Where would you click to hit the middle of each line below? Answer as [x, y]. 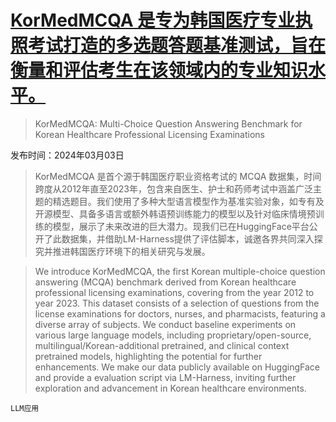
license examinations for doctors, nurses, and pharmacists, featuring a [180, 313]
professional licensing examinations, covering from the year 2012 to [174, 292]
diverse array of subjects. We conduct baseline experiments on [165, 324]
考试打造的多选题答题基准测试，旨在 [177, 45]
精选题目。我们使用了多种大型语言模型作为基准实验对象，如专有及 [188, 201]
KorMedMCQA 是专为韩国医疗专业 [153, 20]
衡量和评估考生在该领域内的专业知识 [159, 70]
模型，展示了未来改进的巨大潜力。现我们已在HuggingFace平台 [181, 226]
